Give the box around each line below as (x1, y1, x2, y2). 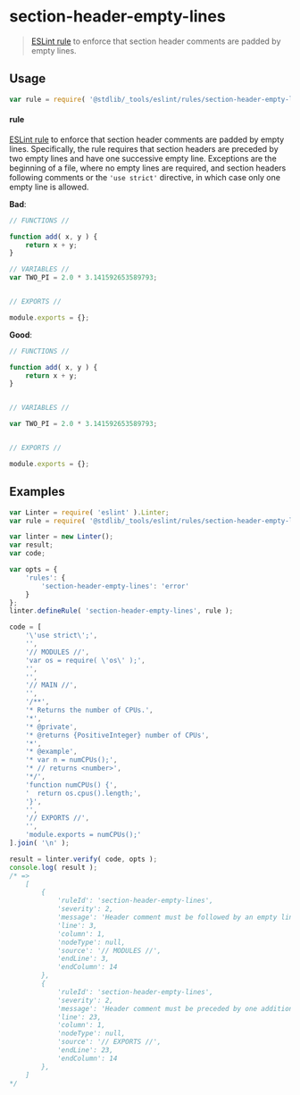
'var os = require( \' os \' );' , (25, 656, 146, 665)
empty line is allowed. (9, 181, 89, 192)
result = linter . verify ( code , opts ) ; (9, 855, 158, 864)
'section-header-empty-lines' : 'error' (41, 581, 190, 590)
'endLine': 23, (56, 1046, 114, 1055)
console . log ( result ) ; (9, 863, 98, 872)
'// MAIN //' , (25, 681, 78, 690)
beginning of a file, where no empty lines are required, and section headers (9, 163, 287, 173)
